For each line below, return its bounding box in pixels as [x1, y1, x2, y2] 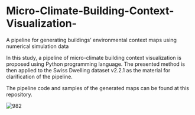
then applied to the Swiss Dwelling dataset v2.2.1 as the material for [6, 66, 171, 74]
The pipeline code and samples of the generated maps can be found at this [6, 84, 189, 91]
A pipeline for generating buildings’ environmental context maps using [6, 36, 177, 43]
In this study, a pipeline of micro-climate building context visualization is [6, 54, 182, 61]
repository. [6, 91, 32, 98]
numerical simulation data [6, 43, 69, 50]
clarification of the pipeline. [6, 73, 73, 80]
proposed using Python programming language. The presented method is [6, 60, 185, 68]
